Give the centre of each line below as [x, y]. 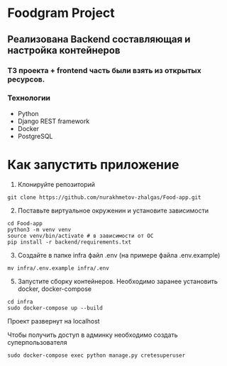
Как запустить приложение [93, 165]
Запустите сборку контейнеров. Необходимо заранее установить [118, 281]
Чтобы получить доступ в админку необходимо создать [93, 335]
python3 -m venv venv [39, 229]
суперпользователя [37, 342]
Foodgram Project [61, 13]
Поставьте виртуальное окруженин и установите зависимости [113, 210]
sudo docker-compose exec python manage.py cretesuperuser [96, 355]
